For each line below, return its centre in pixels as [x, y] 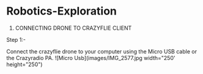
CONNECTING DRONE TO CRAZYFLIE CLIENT [73, 28]
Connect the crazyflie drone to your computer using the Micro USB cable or [102, 51]
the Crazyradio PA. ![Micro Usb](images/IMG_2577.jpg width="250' [91, 58]
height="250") [24, 64]
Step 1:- [16, 39]
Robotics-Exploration [62, 11]
